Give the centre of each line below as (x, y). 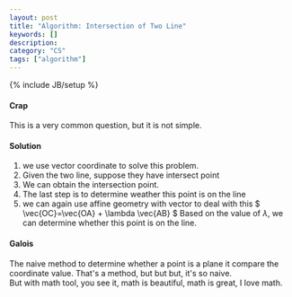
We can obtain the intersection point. (91, 185)
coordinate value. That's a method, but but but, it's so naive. (120, 273)
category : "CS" (38, 51)
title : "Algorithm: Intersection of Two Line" (98, 26)
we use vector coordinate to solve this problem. (111, 166)
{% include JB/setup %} (54, 85)
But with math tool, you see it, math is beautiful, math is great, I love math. (146, 283)
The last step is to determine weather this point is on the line (134, 195)
